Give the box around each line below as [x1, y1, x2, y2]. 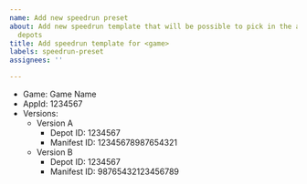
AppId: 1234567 [22, 98, 83, 109]
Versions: [22, 108, 59, 118]
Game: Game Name [22, 88, 98, 99]
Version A [36, 118, 74, 128]
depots [17, 30, 43, 39]
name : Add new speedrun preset [9, 13, 129, 23]
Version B [36, 147, 73, 158]
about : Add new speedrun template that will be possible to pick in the [9, 22, 292, 31]
